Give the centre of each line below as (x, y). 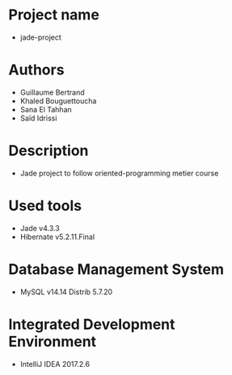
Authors (36, 70)
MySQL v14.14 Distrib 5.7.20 (66, 292)
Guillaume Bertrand (52, 92)
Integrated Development (92, 324)
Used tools (45, 206)
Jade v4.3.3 (40, 228)
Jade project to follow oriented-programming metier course (119, 173)
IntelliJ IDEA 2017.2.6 (55, 364)
